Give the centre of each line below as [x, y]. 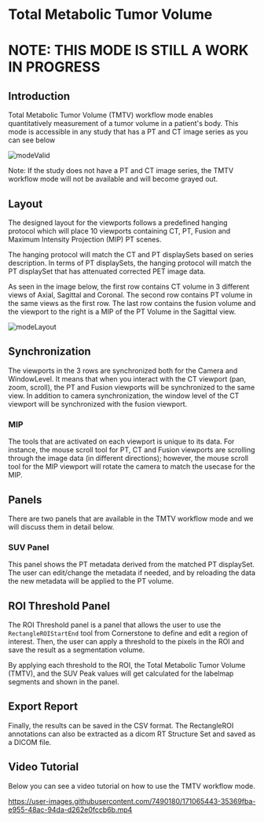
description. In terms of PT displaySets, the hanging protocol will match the [130, 263]
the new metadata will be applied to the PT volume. [91, 581]
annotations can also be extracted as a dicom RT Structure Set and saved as [132, 734]
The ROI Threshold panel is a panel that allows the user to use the [115, 625]
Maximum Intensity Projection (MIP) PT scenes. [85, 239]
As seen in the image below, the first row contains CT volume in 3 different [129, 286]
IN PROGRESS [54, 67]
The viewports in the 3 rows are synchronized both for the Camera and [123, 370]
